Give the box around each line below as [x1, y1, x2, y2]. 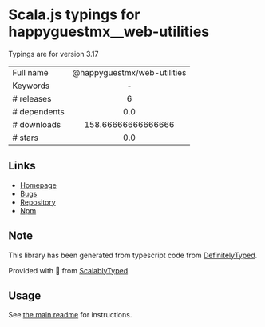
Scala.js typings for [8, 6, 140, 24]
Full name [12, 66, 49, 78]
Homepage [19, 180, 57, 189]
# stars [12, 132, 38, 143]
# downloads [12, 118, 61, 130]
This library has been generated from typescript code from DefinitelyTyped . [8, 250, 258, 260]
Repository [19, 197, 56, 207]
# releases [12, 93, 52, 104]
